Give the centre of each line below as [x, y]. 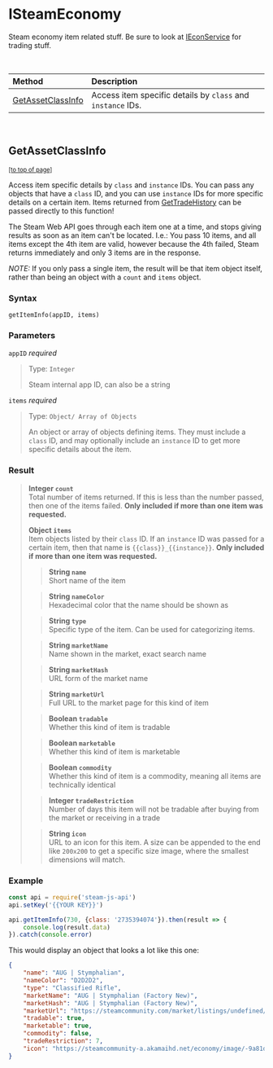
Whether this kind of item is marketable [114, 751]
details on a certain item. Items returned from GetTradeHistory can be [125, 202]
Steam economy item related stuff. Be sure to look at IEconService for [125, 37]
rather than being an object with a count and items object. [105, 277]
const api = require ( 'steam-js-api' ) [72, 897]
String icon [67, 833]
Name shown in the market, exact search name [128, 653]
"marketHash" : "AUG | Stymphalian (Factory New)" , [110, 1003]
